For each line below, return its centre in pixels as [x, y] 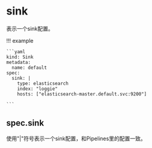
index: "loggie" [38, 89]
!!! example [20, 40]
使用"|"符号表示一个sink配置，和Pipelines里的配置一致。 [76, 138]
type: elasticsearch [43, 83]
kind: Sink [20, 57]
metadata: [19, 62]
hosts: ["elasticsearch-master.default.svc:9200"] [82, 94]
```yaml [16, 52]
